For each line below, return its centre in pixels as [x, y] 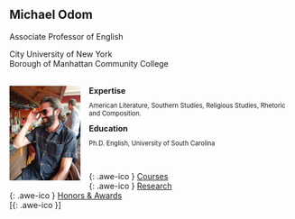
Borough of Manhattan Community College [89, 63]
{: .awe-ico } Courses [129, 176]
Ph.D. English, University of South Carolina [152, 143]
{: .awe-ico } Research [131, 186]
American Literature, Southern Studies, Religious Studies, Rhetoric [187, 105]
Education [108, 129]
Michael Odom [51, 15]
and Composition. [115, 114]
